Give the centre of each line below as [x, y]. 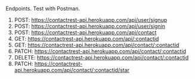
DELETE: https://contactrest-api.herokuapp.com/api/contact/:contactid [101, 57]
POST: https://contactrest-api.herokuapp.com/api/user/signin [89, 26]
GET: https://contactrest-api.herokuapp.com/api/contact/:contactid [97, 45]
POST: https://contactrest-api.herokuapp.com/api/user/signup [91, 20]
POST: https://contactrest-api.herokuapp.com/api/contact [85, 32]
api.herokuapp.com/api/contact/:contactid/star [72, 70]
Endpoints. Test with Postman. [43, 9]
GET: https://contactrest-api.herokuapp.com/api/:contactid [86, 39]
